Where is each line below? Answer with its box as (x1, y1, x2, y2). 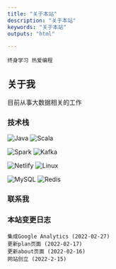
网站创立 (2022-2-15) (7, 256, 67, 263)
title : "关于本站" (7, 10, 58, 18)
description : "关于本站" (7, 17, 76, 24)
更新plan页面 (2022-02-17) (7, 240, 83, 248)
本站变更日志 (7, 215, 52, 225)
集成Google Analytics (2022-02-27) (7, 233, 110, 240)
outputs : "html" (7, 30, 55, 38)
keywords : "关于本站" (7, 23, 67, 30)
